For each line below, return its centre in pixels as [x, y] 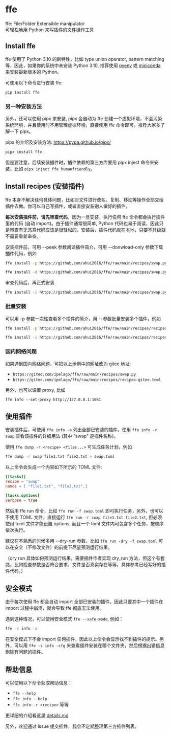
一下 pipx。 [21, 131]
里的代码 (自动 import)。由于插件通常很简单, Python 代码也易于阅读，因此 [82, 223]
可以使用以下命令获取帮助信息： [39, 683]
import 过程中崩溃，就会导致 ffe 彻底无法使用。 [55, 608]
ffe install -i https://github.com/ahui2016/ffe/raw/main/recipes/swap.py [86, 293]
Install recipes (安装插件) [45, 186]
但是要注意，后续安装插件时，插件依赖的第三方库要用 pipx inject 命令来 [80, 162]
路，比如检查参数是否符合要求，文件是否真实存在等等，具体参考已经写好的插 [85, 564]
